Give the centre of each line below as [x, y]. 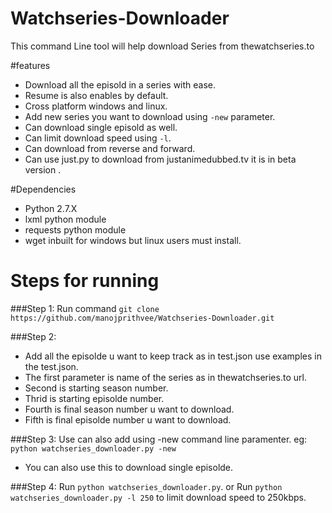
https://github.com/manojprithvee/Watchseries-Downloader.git [142, 318]
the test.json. [51, 366]
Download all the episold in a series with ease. [120, 84]
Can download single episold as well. [101, 127]
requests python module [75, 229]
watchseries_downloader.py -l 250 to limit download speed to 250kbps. [158, 497]
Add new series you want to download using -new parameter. [150, 116]
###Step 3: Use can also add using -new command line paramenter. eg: [159, 439]
